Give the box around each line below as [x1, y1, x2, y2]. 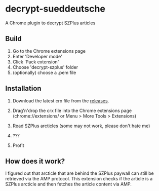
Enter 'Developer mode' [12, 53, 62, 59]
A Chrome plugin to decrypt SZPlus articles [5, 20, 96, 26]
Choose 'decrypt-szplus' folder [12, 64, 78, 70]
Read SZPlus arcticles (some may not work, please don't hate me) [12, 123, 150, 129]
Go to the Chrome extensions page [12, 48, 86, 54]
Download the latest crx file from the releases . [12, 97, 109, 104]
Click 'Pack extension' [12, 59, 59, 65]
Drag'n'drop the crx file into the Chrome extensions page [12, 107, 132, 113]
